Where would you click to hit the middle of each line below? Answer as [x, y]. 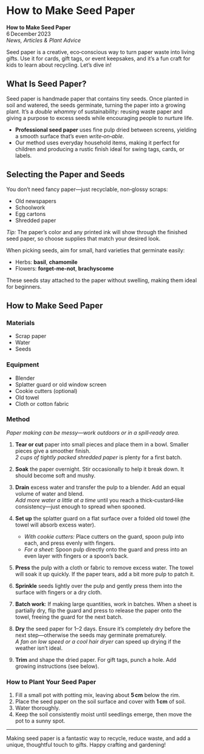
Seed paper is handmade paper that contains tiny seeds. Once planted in [98, 98]
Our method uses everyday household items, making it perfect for [97, 143]
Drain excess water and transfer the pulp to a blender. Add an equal [100, 487]
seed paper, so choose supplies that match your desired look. [83, 238]
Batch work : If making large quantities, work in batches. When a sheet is [106, 604]
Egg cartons [30, 214]
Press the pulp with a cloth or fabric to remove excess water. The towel [104, 567]
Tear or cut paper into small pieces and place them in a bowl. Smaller [102, 444]
